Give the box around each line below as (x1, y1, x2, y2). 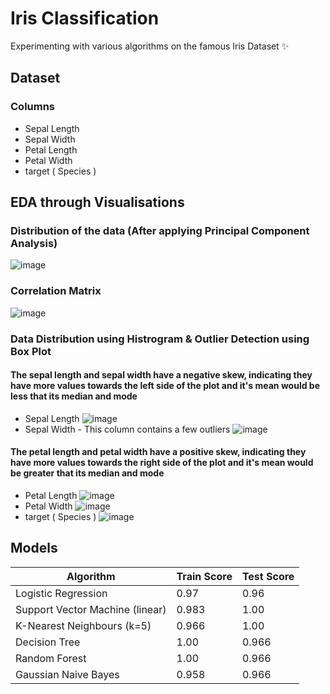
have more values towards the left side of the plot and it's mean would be (10, 380, 321, 392)
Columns (10, 100, 56, 114)
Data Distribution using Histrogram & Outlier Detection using (10, 332, 310, 346)
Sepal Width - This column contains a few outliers (24, 423, 231, 435)
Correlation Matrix (10, 284, 102, 298)
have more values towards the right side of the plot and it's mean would (10, 457, 314, 469)
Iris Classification (10, 7, 160, 30)
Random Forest (15, 651, 87, 665)
